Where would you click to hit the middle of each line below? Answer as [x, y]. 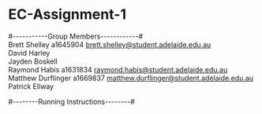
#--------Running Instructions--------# [72, 101]
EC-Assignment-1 [67, 15]
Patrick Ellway [31, 86]
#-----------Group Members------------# [76, 36]
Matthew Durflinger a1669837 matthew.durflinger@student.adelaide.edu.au [131, 78]
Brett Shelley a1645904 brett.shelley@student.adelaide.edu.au [110, 44]
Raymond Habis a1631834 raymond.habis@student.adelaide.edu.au [118, 69]
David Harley [29, 53]
